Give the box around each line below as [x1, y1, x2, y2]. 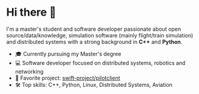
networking [15, 67, 44, 75]
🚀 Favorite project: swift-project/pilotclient [15, 74, 120, 81]
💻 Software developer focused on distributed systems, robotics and [15, 59, 186, 66]
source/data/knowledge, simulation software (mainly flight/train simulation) [6, 31, 194, 39]
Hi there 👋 [6, 5, 56, 19]
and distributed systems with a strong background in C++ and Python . [6, 38, 183, 45]
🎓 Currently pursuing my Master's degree [15, 50, 122, 57]
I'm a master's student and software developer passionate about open [6, 25, 181, 33]
